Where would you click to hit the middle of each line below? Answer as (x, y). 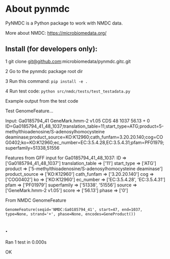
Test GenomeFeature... (29, 111)
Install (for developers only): (52, 49)
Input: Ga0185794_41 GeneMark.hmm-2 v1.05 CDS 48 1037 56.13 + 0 (78, 121)
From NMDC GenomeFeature (36, 200)
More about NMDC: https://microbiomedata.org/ (56, 33)
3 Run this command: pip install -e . (46, 81)
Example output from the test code (42, 101)
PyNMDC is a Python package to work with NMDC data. (64, 23)
